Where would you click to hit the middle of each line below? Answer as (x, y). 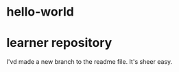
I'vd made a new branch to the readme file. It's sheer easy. (89, 62)
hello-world (40, 12)
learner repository (59, 43)
